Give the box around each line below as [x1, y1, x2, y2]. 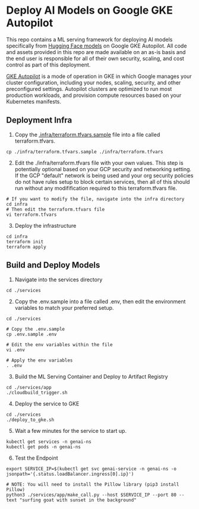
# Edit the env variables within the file [6, 341, 113, 348]
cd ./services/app [6, 384, 52, 390]
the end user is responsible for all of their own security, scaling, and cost [6, 55, 184, 62]
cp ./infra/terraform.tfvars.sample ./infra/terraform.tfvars [6, 149, 163, 155]
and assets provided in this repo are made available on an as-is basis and [6, 48, 186, 55]
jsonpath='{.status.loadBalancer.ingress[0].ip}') [6, 471, 134, 477]
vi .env [6, 347, 26, 353]
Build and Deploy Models [6, 260, 100, 271]
